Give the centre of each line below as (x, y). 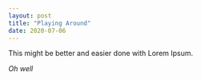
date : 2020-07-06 (37, 30)
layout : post (30, 16)
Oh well (21, 69)
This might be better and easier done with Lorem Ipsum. (101, 54)
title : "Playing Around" (50, 23)
